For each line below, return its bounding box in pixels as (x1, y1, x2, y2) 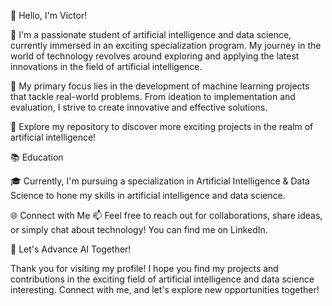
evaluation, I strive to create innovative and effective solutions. (10, 101, 268, 113)
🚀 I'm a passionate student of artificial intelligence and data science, (10, 29, 292, 40)
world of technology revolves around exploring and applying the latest (10, 50, 300, 62)
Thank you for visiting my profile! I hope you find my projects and (10, 263, 279, 274)
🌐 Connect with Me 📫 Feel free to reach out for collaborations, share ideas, (10, 210, 323, 221)
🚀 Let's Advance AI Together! (10, 243, 132, 255)
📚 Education (10, 151, 64, 163)
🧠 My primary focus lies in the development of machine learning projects (10, 80, 310, 92)
